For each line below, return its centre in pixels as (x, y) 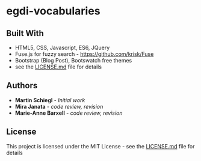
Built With (25, 33)
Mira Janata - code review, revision (59, 106)
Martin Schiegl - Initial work (50, 100)
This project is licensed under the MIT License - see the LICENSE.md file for (100, 146)
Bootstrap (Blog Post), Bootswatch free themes (73, 60)
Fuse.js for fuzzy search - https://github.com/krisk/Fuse (84, 54)
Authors (22, 86)
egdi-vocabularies (53, 11)
